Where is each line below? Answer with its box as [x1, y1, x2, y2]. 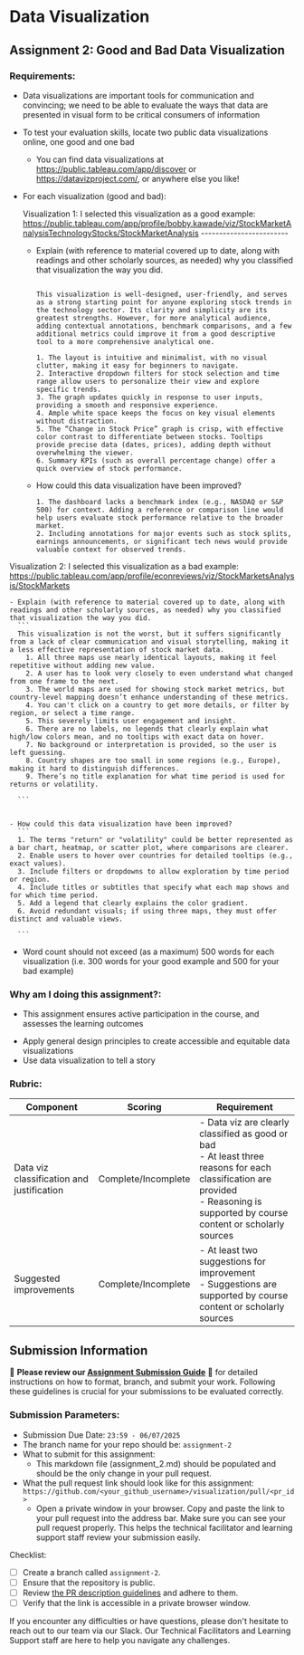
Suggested [14, 1272, 61, 1285]
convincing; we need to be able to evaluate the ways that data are [22, 100, 269, 110]
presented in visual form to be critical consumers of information [22, 109, 261, 120]
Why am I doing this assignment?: [9, 988, 162, 1000]
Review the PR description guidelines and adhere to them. [22, 1587, 239, 1598]
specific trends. [35, 385, 102, 394]
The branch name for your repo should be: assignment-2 [22, 1439, 233, 1449]
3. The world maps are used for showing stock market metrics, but [25, 684, 285, 694]
